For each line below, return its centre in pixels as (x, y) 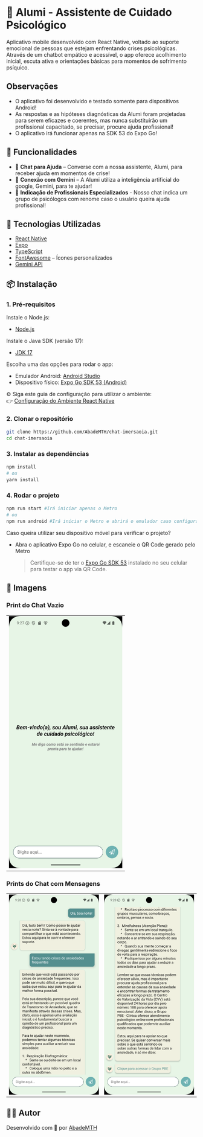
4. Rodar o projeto (33, 495)
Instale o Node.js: (28, 318)
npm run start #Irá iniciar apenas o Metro (62, 509)
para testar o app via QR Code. (69, 569)
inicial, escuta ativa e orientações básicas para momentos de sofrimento (97, 61)
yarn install (23, 480)
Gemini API (29, 264)
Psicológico (36, 25)
